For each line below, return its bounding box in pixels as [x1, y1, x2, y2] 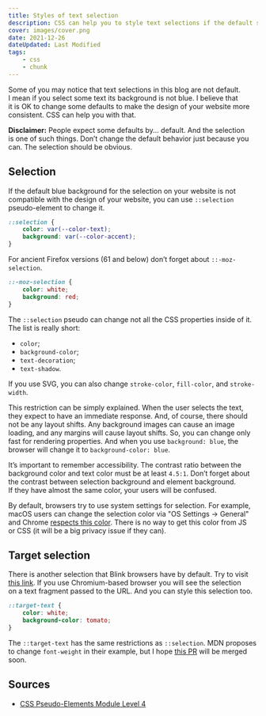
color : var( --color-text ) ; [22, 225, 112, 233]
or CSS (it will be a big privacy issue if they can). [8, 525, 166, 535]
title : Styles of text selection [8, 11, 119, 20]
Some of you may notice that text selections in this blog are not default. [8, 85, 241, 94]
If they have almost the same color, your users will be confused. [8, 485, 217, 494]
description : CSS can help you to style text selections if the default [8, 19, 253, 27]
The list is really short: [8, 323, 81, 332]
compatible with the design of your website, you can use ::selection [8, 195, 234, 204]
